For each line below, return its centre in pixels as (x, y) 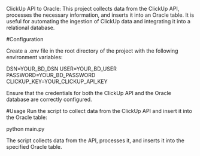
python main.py (25, 129)
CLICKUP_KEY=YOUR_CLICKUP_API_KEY (57, 81)
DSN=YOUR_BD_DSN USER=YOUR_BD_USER (61, 69)
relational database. (31, 27)
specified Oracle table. (34, 147)
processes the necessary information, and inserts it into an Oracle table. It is (100, 15)
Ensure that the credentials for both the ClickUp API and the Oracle (89, 93)
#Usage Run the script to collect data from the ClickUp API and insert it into (99, 111)
